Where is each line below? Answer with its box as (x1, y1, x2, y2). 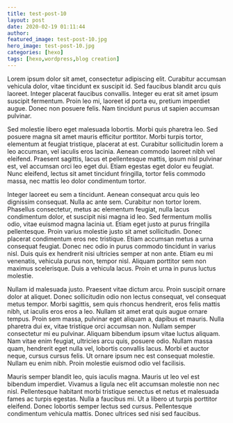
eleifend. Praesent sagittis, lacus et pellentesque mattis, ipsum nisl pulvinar (7, 154, 223, 163)
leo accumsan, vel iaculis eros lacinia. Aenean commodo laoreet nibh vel (7, 147, 216, 155)
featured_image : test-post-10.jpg (7, 36, 108, 43)
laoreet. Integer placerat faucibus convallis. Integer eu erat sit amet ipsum (7, 89, 218, 97)
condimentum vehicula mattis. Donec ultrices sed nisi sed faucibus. (7, 409, 201, 417)
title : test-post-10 (7, 10, 67, 17)
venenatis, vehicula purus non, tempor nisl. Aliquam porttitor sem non (7, 257, 207, 265)
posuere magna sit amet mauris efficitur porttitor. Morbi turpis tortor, (7, 132, 204, 141)
